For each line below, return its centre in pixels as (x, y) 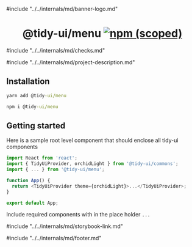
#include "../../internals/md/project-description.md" (71, 62)
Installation (28, 82)
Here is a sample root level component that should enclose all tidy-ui (92, 141)
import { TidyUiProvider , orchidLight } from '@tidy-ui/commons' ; (92, 164)
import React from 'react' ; (42, 158)
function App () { (28, 180)
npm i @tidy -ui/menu (33, 106)
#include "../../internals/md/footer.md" (54, 238)
